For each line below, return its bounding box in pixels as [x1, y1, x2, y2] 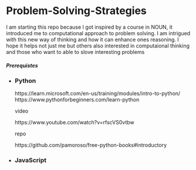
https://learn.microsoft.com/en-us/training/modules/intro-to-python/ [14, 90, 181, 97]
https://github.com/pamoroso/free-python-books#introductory [14, 142, 167, 149]
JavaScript [14, 157, 47, 165]
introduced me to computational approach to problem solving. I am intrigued [6, 29, 191, 36]
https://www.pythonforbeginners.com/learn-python [14, 96, 140, 103]
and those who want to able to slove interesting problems [6, 48, 145, 55]
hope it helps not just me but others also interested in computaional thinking [6, 42, 190, 49]
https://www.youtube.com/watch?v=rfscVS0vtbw [14, 119, 134, 126]
